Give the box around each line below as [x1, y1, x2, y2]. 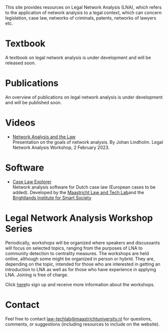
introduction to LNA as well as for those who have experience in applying [5, 266, 156, 272]
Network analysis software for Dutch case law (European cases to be [12, 184, 156, 190]
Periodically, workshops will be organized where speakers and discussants [5, 239, 160, 245]
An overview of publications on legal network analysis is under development [5, 94, 163, 100]
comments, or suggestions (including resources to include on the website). [5, 321, 160, 327]
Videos [5, 117, 36, 129]
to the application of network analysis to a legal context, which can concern [5, 10, 162, 16]
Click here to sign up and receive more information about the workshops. [5, 281, 155, 287]
